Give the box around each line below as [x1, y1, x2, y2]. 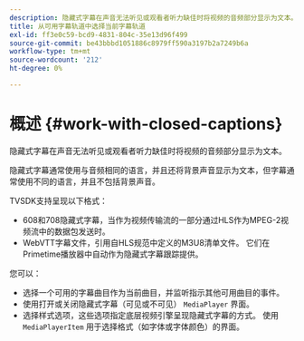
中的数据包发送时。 [38, 226, 110, 237]
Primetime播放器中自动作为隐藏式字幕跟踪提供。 [22, 248, 204, 259]
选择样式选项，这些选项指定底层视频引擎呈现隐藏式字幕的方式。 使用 [22, 309, 279, 320]
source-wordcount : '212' [9, 55, 103, 64]
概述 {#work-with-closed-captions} [9, 114, 283, 134]
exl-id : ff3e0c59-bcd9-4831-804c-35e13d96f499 [9, 30, 188, 39]
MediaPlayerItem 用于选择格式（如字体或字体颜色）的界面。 [22, 321, 245, 332]
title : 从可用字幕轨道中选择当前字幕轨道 [9, 22, 147, 31]
